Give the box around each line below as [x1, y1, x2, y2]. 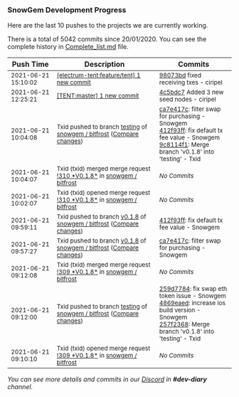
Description [84, 59, 125, 69]
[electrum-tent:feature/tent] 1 [56, 71, 141, 80]
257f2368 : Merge [159, 320, 210, 329]
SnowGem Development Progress [7, 5, 127, 15]
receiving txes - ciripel [159, 78, 223, 87]
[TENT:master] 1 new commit [56, 92, 139, 100]
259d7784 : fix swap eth [159, 285, 228, 293]
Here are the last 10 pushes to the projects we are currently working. [7, 21, 208, 30]
